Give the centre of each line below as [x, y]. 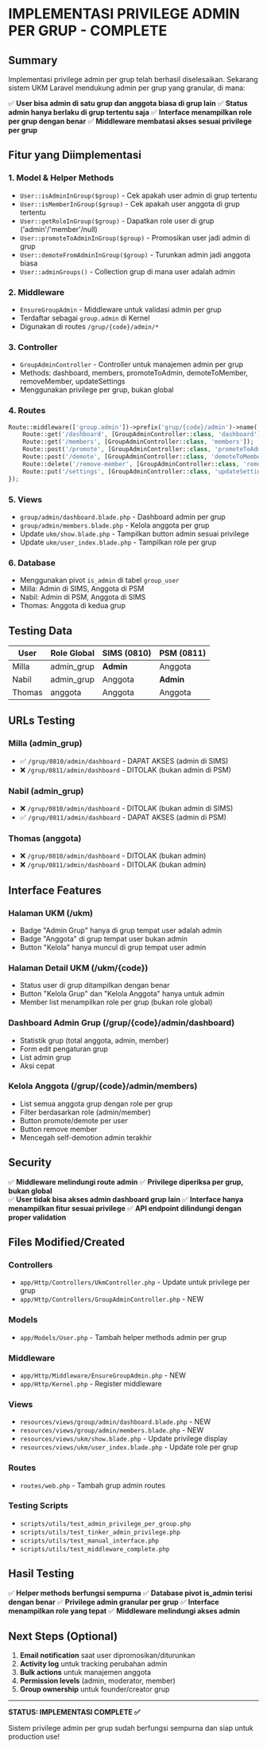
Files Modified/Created [67, 1242]
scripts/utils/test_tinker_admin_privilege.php [100, 1532]
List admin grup [45, 1057]
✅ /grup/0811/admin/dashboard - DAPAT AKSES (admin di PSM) [123, 817]
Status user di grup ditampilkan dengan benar [95, 985]
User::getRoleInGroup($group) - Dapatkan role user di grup [117, 221]
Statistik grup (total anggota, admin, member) [94, 1040]
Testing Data [41, 631]
